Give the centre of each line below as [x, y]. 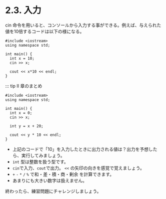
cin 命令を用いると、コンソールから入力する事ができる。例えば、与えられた [83, 25]
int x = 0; [21, 113]
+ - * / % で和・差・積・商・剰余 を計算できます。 [63, 174]
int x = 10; [22, 58]
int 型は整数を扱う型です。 [40, 161]
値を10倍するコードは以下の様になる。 [45, 31]
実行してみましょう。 [43, 155]
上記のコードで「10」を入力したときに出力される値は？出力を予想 [80, 149]
